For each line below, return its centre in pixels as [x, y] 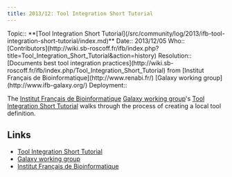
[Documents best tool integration [54, 62]
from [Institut [186, 70]
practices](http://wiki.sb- [139, 62]
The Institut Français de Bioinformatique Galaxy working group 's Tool [106, 99]
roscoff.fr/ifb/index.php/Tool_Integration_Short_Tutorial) [87, 70]
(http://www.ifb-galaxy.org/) [47, 85]
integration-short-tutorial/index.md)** [61, 41]
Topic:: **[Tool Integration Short [54, 33]
